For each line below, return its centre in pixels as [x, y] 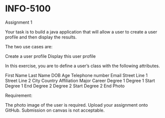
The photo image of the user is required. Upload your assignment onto [77, 105]
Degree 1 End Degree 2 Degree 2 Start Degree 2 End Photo [65, 86]
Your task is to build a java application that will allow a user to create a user [81, 32]
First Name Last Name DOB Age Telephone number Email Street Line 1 [76, 75]
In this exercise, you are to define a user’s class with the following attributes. [82, 66]
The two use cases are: [29, 46]
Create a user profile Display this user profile [50, 56]
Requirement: [19, 95]
